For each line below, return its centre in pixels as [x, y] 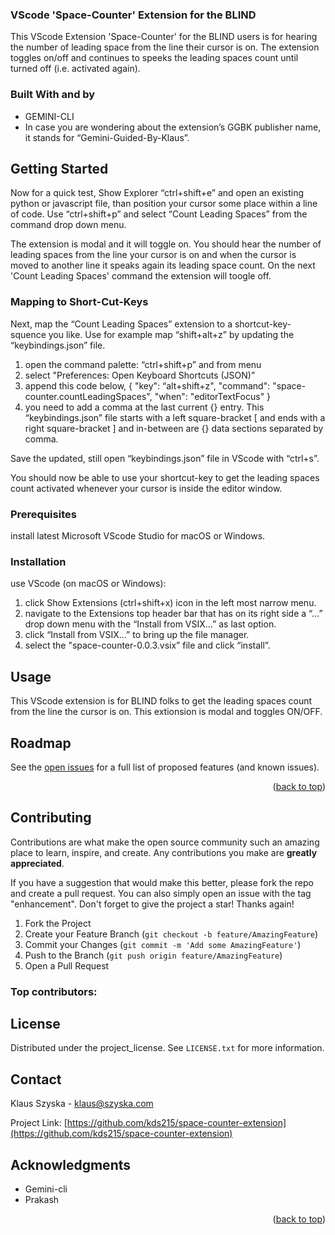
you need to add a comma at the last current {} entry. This [144, 407]
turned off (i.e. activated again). [75, 69]
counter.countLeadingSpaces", [88, 396]
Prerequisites [43, 514]
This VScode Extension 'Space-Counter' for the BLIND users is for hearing [164, 37]
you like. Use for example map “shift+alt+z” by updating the [171, 334]
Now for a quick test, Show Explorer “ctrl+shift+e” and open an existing [157, 193]
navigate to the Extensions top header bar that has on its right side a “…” [173, 614]
